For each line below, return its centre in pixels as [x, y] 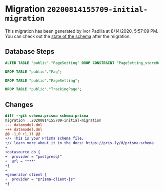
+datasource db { [23, 152]
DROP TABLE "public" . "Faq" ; [34, 72]
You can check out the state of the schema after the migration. [68, 36]
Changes [19, 104]
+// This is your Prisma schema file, [44, 138]
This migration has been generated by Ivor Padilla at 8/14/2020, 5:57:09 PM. [82, 31]
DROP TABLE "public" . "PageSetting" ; [42, 81]
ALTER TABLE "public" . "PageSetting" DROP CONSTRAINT [60, 63]
